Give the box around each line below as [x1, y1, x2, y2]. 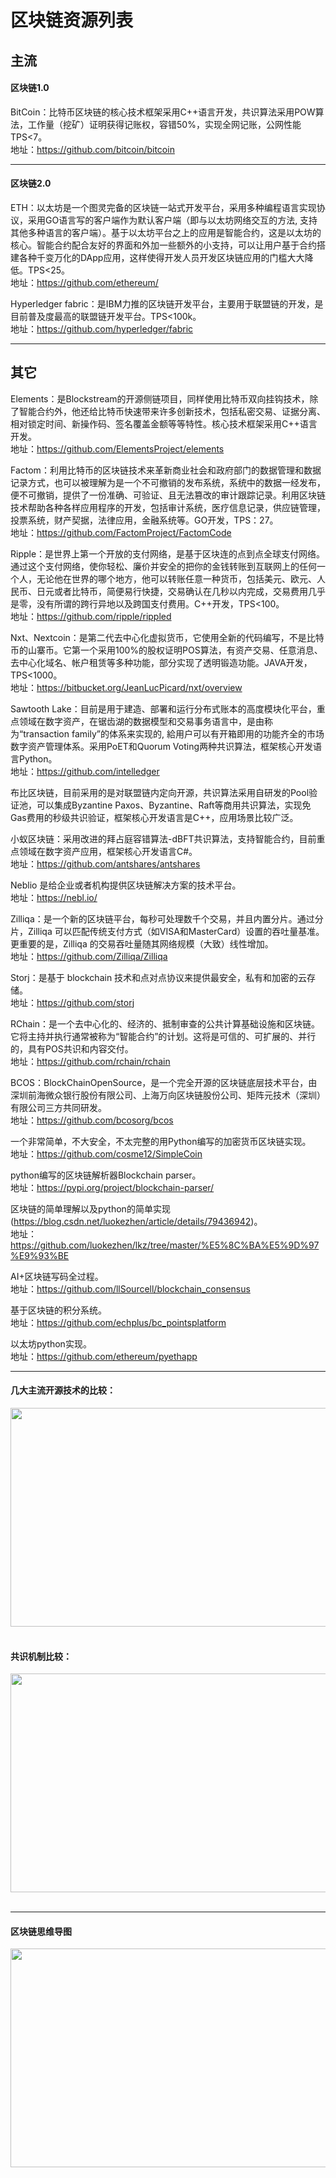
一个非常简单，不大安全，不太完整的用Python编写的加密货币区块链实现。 [10, 1135, 312, 1147]
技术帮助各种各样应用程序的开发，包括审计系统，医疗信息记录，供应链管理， [10, 501, 326, 513]
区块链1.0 [10, 82, 50, 94]
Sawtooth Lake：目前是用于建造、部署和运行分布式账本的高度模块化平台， [10, 702, 317, 715]
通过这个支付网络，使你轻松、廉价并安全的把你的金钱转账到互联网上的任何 [10, 560, 317, 572]
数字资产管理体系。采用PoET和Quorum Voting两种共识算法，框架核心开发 [10, 740, 314, 752]
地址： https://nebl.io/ [10, 891, 98, 903]
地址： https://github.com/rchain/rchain [10, 1055, 171, 1067]
